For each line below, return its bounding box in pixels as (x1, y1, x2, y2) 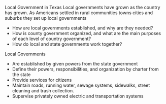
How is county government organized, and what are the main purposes (12, 30, 161, 36)
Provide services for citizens (12, 77, 72, 83)
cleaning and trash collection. (12, 88, 74, 93)
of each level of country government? (12, 36, 91, 42)
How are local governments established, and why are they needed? (12, 25, 153, 31)
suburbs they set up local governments (5, 15, 87, 21)
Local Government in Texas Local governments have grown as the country (5, 5, 160, 10)
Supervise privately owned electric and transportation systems (12, 93, 144, 99)
